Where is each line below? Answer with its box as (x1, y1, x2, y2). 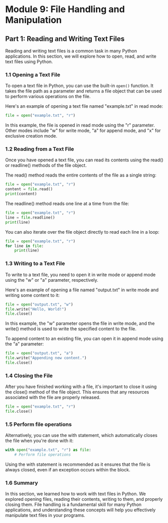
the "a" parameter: (5, 341, 44, 347)
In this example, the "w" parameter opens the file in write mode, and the (5, 320, 155, 327)
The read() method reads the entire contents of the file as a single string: (5, 172, 156, 178)
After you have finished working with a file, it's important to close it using (5, 383, 157, 390)
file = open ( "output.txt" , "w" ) (5, 302, 73, 307)
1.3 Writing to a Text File (5, 260, 65, 267)
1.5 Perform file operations (5, 421, 72, 428)
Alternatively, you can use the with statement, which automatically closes (5, 432, 158, 439)
